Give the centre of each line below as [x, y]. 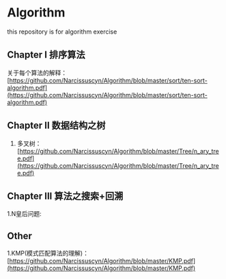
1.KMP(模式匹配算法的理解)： [48, 253]
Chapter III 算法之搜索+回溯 [65, 196]
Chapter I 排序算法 [46, 55]
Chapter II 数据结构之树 [56, 126]
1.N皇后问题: [25, 214]
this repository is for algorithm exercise [62, 32]
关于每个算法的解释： [37, 73]
